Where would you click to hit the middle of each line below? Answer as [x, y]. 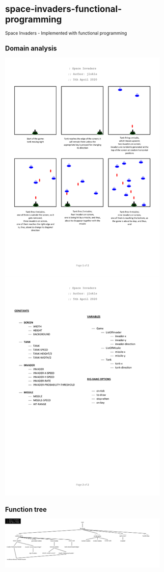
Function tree [26, 509]
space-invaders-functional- [63, 9]
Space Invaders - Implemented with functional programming [66, 33]
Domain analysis [31, 48]
